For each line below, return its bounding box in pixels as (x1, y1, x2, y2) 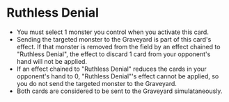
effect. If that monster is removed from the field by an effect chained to (16, 42, 221, 51)
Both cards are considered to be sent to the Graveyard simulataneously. (16, 87, 223, 95)
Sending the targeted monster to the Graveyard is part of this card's (16, 35, 212, 43)
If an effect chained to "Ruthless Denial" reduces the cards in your (16, 65, 207, 73)
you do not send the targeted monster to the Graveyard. (16, 79, 177, 87)
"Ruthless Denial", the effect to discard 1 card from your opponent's (16, 50, 211, 58)
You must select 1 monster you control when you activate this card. (16, 28, 210, 36)
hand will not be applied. (16, 57, 88, 65)
